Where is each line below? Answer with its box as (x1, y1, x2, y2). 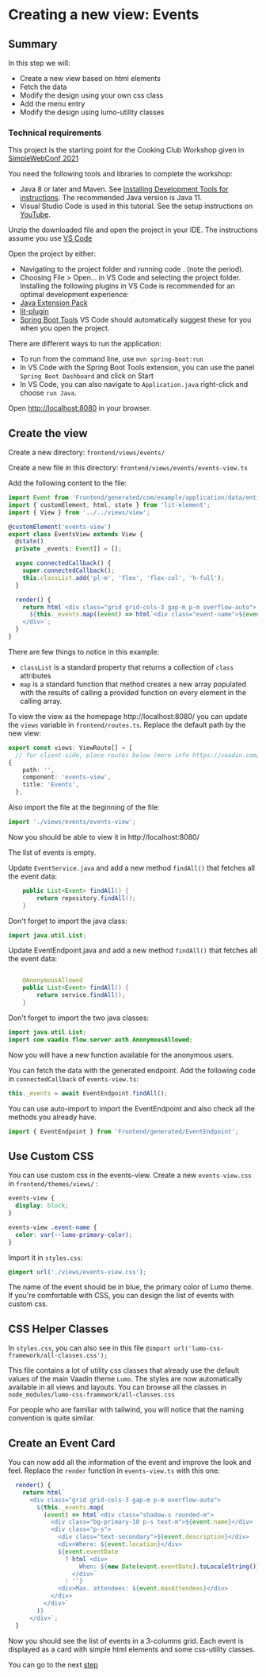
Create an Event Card (8, 1436, 116, 1450)
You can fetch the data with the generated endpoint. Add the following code (8, 1065, 256, 1075)
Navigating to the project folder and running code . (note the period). (19, 265, 244, 274)
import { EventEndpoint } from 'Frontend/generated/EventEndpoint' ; (8, 1127, 239, 1135)
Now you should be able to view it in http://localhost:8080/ (8, 832, 199, 841)
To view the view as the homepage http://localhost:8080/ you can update (8, 711, 248, 721)
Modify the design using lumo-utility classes (19, 107, 165, 117)
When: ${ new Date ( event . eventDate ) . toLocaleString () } (78, 1563, 260, 1571)
